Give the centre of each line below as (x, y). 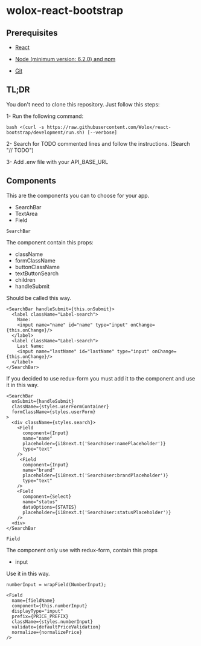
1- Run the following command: (45, 116)
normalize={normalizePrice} (47, 632)
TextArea (26, 214)
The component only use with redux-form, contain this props (82, 550)
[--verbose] (102, 132)
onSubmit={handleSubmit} (43, 401)
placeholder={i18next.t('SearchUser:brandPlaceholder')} (95, 475)
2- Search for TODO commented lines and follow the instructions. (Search (98, 143)
